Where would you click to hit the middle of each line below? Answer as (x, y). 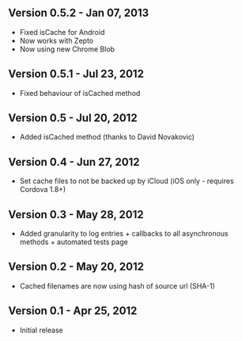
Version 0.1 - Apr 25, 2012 (73, 311)
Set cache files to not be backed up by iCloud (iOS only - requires (127, 181)
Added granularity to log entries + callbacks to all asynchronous (124, 234)
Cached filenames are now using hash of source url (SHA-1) (117, 285)
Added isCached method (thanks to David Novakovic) (107, 137)
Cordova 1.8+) (43, 190)
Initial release (41, 330)
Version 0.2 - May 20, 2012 (76, 267)
